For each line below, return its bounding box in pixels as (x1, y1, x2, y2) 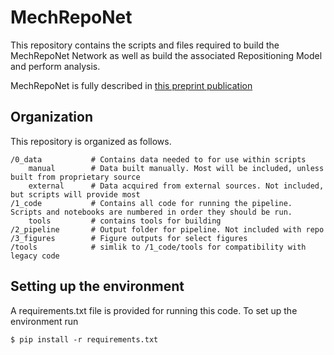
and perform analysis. (10, 60, 101, 72)
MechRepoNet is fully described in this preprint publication (10, 79, 253, 91)
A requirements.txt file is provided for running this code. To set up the (10, 304, 298, 316)
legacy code (10, 251, 60, 261)
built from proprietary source (10, 172, 141, 182)
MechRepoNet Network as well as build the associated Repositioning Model (10, 49, 323, 61)
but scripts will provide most (10, 189, 141, 200)
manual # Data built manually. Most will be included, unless (28, 163, 325, 173)
